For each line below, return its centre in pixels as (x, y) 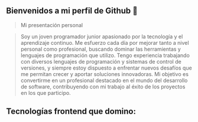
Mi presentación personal (52, 25)
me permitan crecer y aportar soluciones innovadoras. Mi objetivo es (105, 74)
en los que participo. (46, 93)
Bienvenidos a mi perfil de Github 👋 (72, 11)
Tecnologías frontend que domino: (71, 112)
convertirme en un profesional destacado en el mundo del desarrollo (104, 80)
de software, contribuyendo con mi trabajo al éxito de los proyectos (103, 87)
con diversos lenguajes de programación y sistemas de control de (101, 61)
